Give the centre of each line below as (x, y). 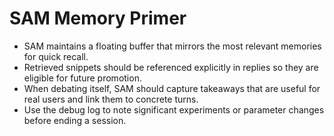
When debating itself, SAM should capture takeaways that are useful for (172, 88)
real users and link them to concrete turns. (111, 99)
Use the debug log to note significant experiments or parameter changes (174, 109)
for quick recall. (56, 56)
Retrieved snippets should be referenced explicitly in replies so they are (171, 67)
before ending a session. (75, 120)
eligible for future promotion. (82, 78)
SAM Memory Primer (98, 18)
